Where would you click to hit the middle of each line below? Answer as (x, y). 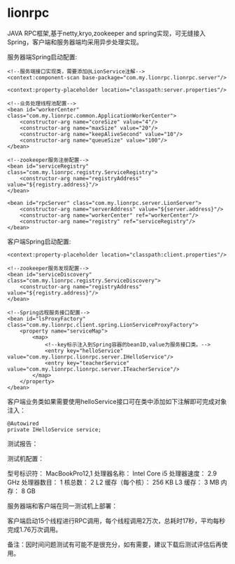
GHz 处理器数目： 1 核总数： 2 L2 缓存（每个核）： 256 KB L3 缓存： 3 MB (113, 482)
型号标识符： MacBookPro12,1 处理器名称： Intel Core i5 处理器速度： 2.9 (112, 473)
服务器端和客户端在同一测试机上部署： (62, 506)
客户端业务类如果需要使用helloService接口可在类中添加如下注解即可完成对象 (117, 401)
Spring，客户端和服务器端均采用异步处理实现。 (75, 42)
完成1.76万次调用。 (34, 529)
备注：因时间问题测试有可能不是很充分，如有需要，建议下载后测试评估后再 (114, 544)
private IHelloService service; (54, 429)
